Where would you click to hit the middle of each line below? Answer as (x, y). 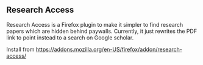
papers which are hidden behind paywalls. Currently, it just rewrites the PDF (101, 31)
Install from (20, 49)
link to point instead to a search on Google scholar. (70, 37)
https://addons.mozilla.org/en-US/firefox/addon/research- (109, 49)
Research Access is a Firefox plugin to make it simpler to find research (95, 24)
